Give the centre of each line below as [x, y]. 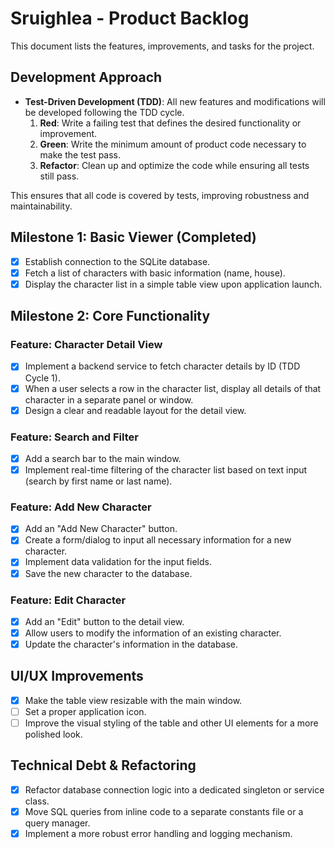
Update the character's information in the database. [131, 644]
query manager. [57, 823]
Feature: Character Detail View [86, 345]
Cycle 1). [42, 378]
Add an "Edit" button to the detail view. [104, 621]
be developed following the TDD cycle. [104, 112]
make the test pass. [80, 154]
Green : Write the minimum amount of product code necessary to [173, 144]
